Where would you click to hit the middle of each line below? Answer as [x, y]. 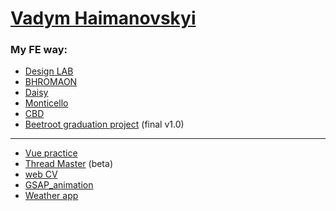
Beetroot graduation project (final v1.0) [104, 124]
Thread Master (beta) [68, 164]
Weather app [51, 196]
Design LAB [49, 71]
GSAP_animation [59, 185]
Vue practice [51, 153]
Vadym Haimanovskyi [103, 18]
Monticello [46, 103]
